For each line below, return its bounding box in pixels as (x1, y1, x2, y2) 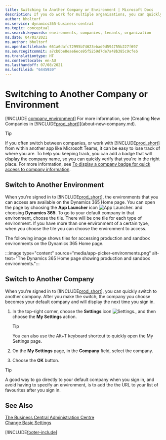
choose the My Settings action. (12, 314, 77, 319)
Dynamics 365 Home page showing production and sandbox (26, 255, 150, 261)
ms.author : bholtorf (5, 40, 48, 45)
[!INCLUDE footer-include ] (5, 430, 58, 436)
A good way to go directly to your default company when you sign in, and (5, 377, 155, 382)
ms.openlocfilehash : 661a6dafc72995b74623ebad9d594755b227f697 (5, 44, 138, 49)
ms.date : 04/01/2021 (5, 35, 48, 40)
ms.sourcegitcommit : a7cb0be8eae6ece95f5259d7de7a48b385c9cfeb (5, 49, 138, 54)
